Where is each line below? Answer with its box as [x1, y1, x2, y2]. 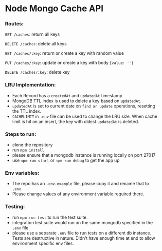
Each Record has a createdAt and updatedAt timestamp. [12, 92, 124, 98]
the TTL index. [12, 108, 41, 114]
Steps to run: [5, 130, 36, 137]
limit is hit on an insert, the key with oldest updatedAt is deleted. [12, 118, 140, 125]
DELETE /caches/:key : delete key [5, 69, 70, 75]
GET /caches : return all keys [5, 31, 60, 37]
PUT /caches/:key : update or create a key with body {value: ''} [5, 60, 134, 66]
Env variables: [5, 169, 40, 176]
